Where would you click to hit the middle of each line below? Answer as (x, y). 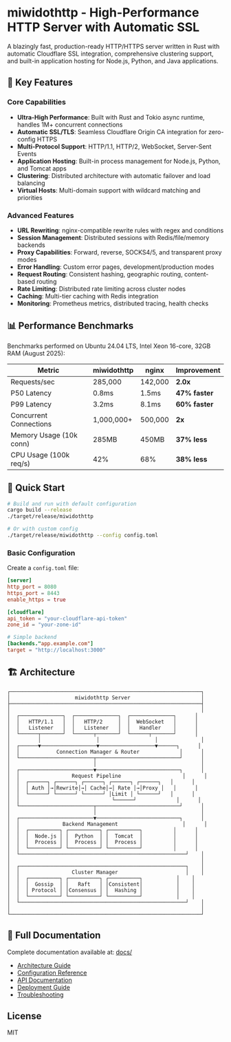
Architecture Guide (44, 965)
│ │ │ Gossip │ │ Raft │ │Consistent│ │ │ (101, 884)
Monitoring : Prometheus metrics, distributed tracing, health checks (113, 303)
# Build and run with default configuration (72, 503)
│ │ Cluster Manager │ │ (106, 872)
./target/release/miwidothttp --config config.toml (82, 535)
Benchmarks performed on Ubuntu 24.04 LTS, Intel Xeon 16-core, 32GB (109, 346)
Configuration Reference (52, 973)
